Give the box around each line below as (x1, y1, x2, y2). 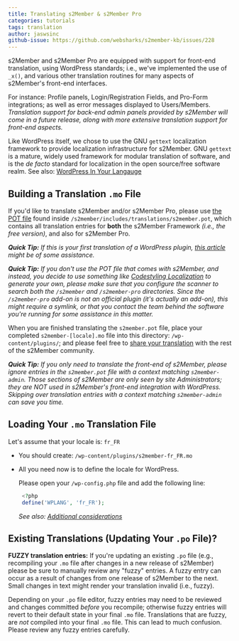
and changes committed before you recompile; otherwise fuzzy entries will (8, 603, 227, 612)
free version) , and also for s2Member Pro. (8, 229, 130, 238)
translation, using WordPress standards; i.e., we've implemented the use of (8, 64, 228, 73)
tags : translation (8, 23, 62, 31)
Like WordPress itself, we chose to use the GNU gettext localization (8, 137, 207, 146)
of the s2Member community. (8, 346, 95, 354)
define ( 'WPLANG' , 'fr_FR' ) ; (21, 499, 105, 506)
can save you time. (8, 398, 64, 406)
